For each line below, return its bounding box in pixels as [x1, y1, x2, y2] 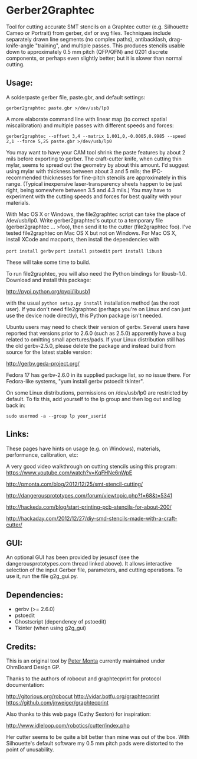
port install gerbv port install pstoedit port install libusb [6, 248, 163, 254]
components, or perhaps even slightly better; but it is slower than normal [6, 54, 183, 62]
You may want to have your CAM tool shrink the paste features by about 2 [6, 148, 186, 156]
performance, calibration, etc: [6, 451, 78, 458]
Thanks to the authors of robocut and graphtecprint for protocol [6, 675, 161, 682]
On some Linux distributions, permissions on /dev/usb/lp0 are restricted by [6, 389, 188, 396]
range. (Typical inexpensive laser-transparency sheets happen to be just [6, 180, 182, 187]
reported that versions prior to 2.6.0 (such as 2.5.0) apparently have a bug [6, 330, 186, 337]
